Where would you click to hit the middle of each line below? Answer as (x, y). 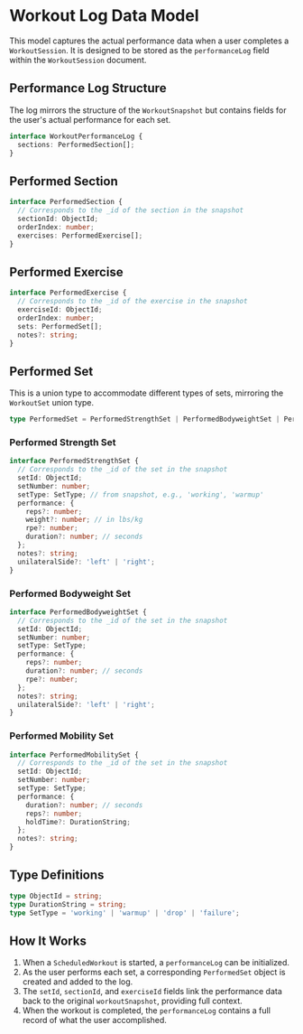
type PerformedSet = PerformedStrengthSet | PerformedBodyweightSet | (145, 419)
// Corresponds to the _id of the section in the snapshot (131, 210)
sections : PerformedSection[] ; (76, 144)
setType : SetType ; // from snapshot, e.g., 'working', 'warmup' (141, 494)
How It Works (48, 941)
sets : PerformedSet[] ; (60, 326)
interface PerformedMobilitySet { (74, 755)
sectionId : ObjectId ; (58, 219)
